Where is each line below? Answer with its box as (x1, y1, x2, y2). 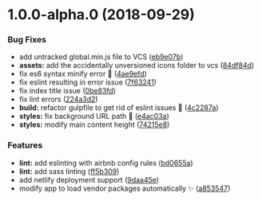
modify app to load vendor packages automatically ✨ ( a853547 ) (18, 183, 231, 193)
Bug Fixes (7, 34, 47, 45)
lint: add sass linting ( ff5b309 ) (18, 166, 120, 176)
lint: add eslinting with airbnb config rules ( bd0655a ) (18, 158, 193, 167)
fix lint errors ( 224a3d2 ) (18, 94, 98, 104)
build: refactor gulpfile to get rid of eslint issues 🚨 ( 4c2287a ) (18, 103, 219, 112)
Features (7, 140, 43, 151)
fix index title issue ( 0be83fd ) (18, 86, 117, 96)
